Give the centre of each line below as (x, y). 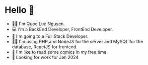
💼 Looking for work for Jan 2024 (45, 57)
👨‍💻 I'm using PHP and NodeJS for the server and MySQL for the (77, 41)
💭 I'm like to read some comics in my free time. (60, 52)
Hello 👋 (19, 10)
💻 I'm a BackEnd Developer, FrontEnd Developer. (62, 29)
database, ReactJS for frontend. (45, 47)
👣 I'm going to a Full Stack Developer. (50, 36)
